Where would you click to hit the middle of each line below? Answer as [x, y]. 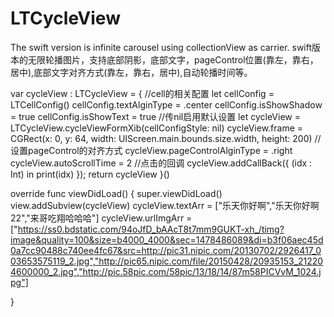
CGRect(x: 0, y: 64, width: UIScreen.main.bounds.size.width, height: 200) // [166, 138]
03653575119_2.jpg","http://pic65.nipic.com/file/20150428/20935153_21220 [167, 261]
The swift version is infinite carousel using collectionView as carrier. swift [161, 47]
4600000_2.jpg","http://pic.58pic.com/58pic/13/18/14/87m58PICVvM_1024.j [166, 271]
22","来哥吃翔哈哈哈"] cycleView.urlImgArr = [101, 218]
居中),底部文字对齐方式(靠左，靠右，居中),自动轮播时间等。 [131, 72]
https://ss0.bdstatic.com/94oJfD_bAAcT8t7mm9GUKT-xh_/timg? [151, 229]
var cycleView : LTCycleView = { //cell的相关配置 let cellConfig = [142, 93]
